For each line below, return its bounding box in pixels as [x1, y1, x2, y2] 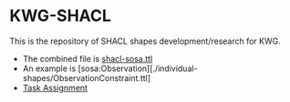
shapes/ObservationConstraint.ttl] [22, 72, 151, 83]
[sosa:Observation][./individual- [78, 63, 198, 74]
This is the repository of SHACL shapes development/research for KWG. [9, 36, 281, 46]
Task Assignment [22, 82, 88, 93]
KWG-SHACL [9, 5, 112, 26]
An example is [22, 63, 77, 74]
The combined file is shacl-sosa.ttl [22, 53, 153, 64]
